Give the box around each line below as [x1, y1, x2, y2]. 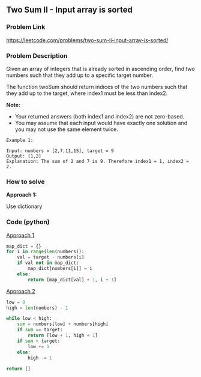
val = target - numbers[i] [17, 254, 85, 260]
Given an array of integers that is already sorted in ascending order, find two [6, 65, 195, 72]
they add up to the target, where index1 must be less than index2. [6, 90, 168, 97]
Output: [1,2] [6, 153, 42, 159]
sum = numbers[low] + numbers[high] [17, 321, 109, 327]
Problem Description [6, 51, 68, 60]
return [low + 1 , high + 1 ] [28, 333, 98, 339]
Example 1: [6, 137, 34, 143]
